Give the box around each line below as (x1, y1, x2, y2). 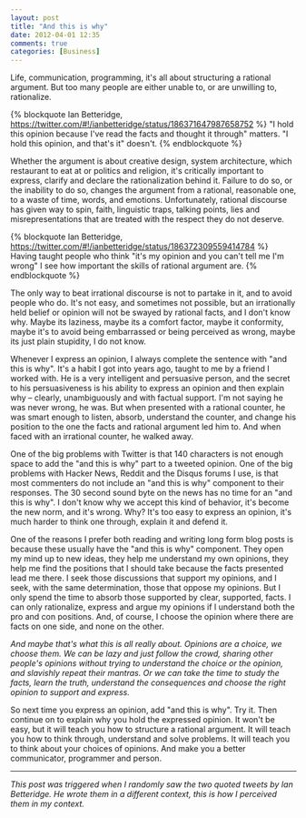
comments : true (10, 38, 68, 48)
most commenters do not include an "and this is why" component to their (10, 478, 284, 489)
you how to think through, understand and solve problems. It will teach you (10, 733, 291, 744)
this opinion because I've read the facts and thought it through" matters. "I (10, 128, 289, 139)
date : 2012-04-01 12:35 (10, 30, 101, 39)
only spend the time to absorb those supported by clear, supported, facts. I (10, 592, 291, 603)
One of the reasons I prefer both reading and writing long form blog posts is (10, 534, 294, 545)
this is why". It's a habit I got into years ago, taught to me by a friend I (10, 363, 271, 374)
